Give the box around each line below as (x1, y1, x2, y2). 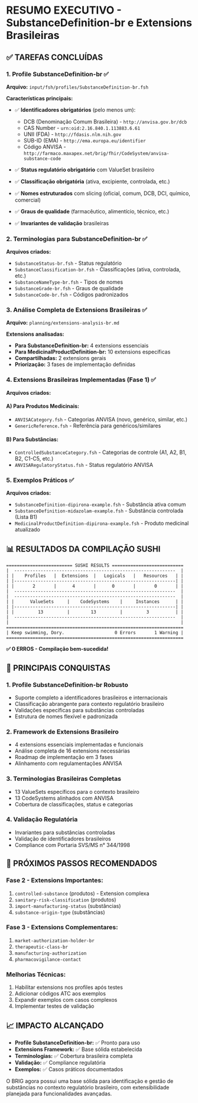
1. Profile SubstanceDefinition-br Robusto (6, 680, 128, 689)
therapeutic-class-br (14, 944, 68, 950)
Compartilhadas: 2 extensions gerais (14, 355, 106, 362)
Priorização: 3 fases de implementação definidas (14, 361, 136, 368)
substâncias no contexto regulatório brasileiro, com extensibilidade (6, 1083, 170, 1091)
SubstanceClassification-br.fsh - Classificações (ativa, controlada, (14, 266, 181, 273)
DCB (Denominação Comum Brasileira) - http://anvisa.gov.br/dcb (23, 118, 187, 125)
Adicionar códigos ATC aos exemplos (14, 990, 106, 997)
